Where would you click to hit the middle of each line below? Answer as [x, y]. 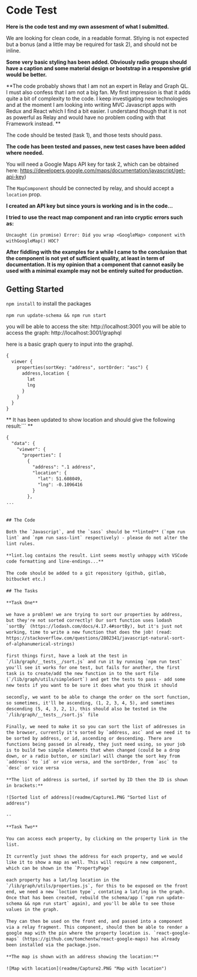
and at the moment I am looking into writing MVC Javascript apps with [91, 104]
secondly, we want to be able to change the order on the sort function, [98, 697]
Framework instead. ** [34, 123]
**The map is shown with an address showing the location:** [83, 956]
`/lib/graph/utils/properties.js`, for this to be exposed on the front [97, 886]
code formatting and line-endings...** [55, 561]
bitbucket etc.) [26, 579]
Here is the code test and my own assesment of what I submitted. [88, 27]
